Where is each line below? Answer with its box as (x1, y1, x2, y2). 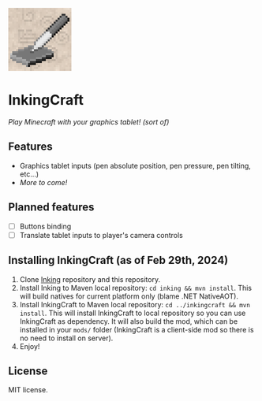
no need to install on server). (19, 333, 114, 343)
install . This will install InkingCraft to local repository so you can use (19, 308, 246, 317)
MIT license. (8, 385, 49, 395)
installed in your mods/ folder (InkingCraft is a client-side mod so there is (19, 325, 254, 334)
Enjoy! (19, 341, 40, 351)
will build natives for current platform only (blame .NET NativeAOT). (19, 291, 239, 301)
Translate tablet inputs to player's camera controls (19, 230, 183, 239)
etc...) (19, 169, 39, 179)
